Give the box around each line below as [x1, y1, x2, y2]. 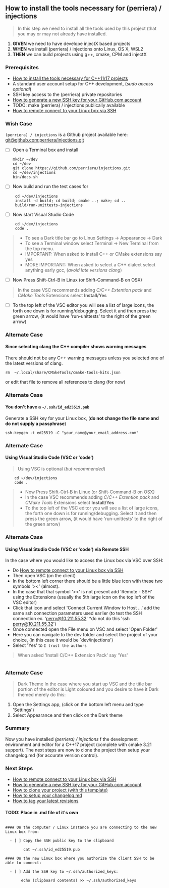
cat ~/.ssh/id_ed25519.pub [23, 847, 80, 852]
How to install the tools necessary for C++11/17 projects [12, 75, 128, 81]
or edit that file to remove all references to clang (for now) [5, 379, 126, 385]
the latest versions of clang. [5, 360, 63, 366]
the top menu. [25, 245, 54, 252]
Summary [5, 725, 30, 732]
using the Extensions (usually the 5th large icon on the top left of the [12, 594, 155, 600]
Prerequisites [5, 64, 39, 71]
